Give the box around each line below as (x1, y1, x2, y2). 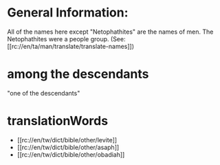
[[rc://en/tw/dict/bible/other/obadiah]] (16, 150, 125, 159)
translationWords (7, 113, 109, 129)
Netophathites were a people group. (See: (7, 34, 126, 43)
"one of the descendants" (7, 89, 80, 97)
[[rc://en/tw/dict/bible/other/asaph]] (16, 143, 120, 151)
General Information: (7, 5, 129, 21)
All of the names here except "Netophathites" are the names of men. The (7, 27, 214, 36)
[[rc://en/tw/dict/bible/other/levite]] (16, 135, 118, 144)
